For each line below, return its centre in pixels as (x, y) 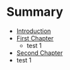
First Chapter (35, 38)
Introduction (34, 31)
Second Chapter (39, 53)
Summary (35, 12)
